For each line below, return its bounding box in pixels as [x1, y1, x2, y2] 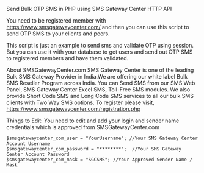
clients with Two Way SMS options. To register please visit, [6, 99, 155, 106]
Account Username [6, 141, 51, 147]
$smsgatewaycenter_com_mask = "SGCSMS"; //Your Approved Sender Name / [6, 157, 192, 163]
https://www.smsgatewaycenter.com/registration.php [6, 105, 140, 112]
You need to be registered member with [6, 17, 106, 24]
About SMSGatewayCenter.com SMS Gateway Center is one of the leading [6, 66, 194, 74]
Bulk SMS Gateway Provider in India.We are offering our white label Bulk [6, 73, 188, 80]
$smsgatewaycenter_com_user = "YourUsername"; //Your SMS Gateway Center [6, 135, 199, 141]
